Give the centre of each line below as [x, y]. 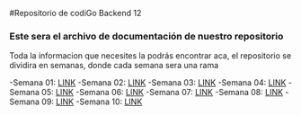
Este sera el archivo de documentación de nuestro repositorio [146, 36]
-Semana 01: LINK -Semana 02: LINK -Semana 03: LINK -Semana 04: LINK [148, 83]
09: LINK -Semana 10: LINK [92, 102]
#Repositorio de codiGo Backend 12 [75, 13]
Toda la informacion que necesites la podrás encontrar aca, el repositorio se [150, 56]
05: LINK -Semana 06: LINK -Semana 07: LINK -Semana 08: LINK [163, 93]
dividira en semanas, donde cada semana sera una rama [114, 66]
